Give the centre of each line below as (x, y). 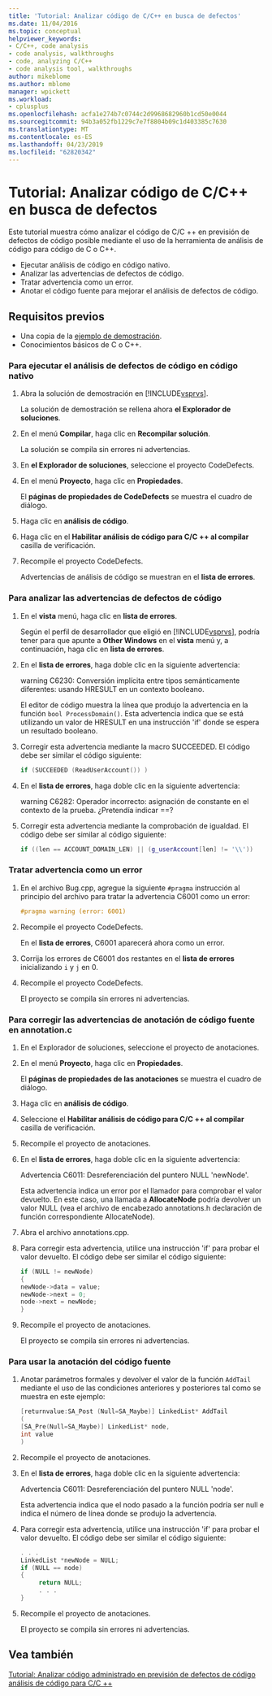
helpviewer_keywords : (45, 39)
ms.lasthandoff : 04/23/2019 (56, 144)
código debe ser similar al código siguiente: (93, 834)
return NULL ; (60, 1583)
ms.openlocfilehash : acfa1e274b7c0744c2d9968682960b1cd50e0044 (118, 115)
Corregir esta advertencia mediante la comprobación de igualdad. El (134, 825)
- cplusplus (28, 107)
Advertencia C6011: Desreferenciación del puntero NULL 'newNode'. (134, 1175)
